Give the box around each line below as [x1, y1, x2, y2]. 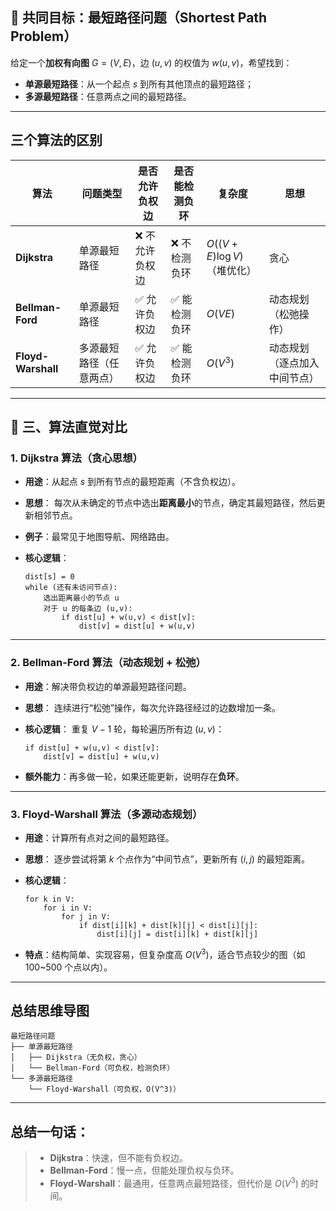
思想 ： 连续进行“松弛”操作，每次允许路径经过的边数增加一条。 [24, 701, 282, 713]
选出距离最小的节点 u [43, 593, 120, 603]
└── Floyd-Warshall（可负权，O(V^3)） [28, 1084, 181, 1095]
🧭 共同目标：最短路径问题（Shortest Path [10, 9, 268, 27]
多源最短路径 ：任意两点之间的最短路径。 [24, 90, 192, 102]
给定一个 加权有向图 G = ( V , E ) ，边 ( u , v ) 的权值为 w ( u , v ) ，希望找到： [10, 56, 293, 68]
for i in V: [43, 903, 93, 913]
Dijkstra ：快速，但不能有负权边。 [49, 1152, 189, 1164]
